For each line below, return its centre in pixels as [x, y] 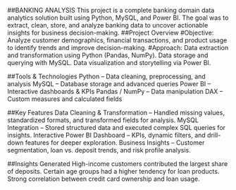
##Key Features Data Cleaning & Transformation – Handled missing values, [116, 113]
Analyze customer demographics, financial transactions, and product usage [117, 40]
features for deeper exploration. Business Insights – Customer [115, 143]
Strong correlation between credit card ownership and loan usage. [104, 179]
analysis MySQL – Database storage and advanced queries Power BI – [109, 84]
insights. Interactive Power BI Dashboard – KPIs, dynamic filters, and [106, 135]
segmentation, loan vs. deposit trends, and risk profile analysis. [99, 150]
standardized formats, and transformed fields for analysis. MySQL [103, 120]
